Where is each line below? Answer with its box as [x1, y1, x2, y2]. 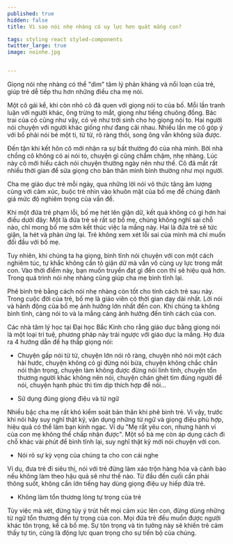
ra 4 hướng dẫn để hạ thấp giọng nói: [7, 338, 113, 346]
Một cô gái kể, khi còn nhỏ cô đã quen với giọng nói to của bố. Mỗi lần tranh [7, 101, 225, 109]
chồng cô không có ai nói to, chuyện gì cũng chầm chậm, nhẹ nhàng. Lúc [7, 151, 218, 160]
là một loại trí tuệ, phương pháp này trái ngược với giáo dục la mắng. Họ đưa [7, 331, 225, 338]
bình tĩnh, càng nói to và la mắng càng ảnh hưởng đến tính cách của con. [7, 310, 216, 317]
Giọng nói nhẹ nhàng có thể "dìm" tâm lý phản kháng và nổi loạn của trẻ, [7, 80, 216, 88]
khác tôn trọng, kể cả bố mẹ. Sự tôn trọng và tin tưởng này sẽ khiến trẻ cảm [7, 521, 224, 529]
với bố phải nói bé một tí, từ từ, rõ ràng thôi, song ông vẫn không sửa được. [7, 130, 222, 139]
